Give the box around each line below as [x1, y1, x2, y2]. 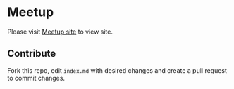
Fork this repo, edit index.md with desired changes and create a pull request [7, 66, 228, 74]
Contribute [7, 48, 56, 60]
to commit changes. [7, 74, 66, 82]
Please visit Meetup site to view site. [7, 27, 113, 36]
